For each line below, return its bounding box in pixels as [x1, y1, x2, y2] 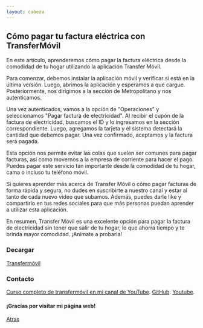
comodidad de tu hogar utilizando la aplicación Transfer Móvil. [6, 63, 162, 70]
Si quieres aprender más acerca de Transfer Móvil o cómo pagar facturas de [6, 181, 197, 188]
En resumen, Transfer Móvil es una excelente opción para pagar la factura [6, 218, 191, 225]
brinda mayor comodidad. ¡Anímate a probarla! [6, 231, 123, 238]
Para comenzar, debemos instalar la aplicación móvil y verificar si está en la [6, 75, 195, 82]
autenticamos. [6, 94, 42, 101]
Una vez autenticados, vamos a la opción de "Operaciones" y [6, 106, 159, 113]
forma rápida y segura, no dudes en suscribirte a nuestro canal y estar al [6, 187, 187, 194]
